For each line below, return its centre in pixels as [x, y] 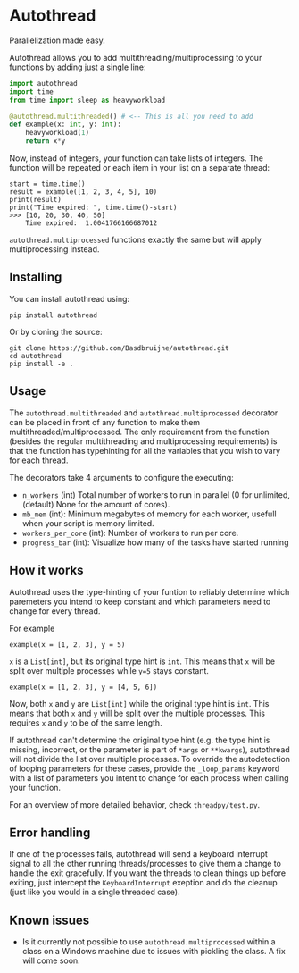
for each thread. [39, 460]
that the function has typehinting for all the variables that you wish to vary [145, 450]
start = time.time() [48, 184]
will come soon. [51, 960]
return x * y [46, 141]
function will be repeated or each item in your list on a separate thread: [140, 168]
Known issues [50, 920]
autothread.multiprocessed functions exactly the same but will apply [135, 240]
